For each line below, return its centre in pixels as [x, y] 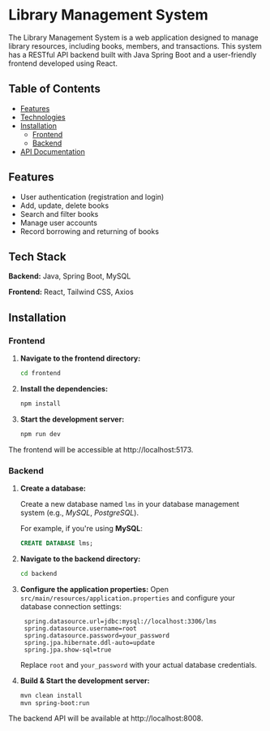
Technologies [43, 117]
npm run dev [40, 434]
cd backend [39, 573]
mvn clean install [51, 695]
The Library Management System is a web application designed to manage [133, 37]
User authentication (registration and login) [92, 197]
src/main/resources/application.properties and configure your [127, 598]
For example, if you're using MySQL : [81, 528]
